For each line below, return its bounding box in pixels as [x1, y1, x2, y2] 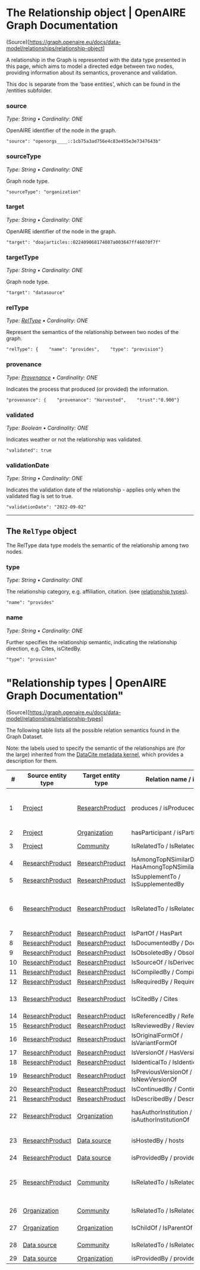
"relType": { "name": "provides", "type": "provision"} [6, 347, 164, 353]
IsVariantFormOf [131, 1039, 177, 1047]
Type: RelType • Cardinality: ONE [6, 317, 88, 325]
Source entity [27, 771, 67, 780]
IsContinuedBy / [131, 1084, 177, 1093]
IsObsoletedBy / [131, 948, 177, 957]
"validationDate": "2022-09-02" [6, 504, 86, 510]
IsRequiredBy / [131, 977, 173, 985]
